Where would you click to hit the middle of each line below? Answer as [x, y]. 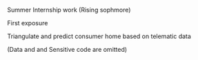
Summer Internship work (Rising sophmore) [69, 10]
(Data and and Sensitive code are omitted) [67, 49]
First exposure [28, 23]
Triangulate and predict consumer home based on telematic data [99, 36]
